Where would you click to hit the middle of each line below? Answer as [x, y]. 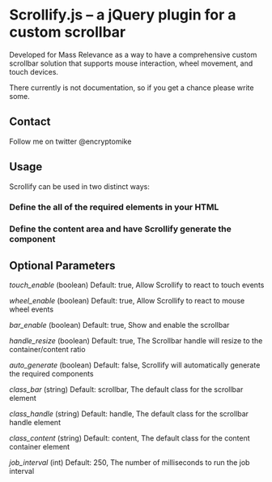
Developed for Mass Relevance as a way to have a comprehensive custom [133, 54]
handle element [35, 423]
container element [40, 447]
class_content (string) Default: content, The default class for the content [130, 438]
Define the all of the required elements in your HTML [114, 207]
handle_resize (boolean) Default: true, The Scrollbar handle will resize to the [136, 341]
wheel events [32, 309]
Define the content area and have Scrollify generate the [120, 229]
